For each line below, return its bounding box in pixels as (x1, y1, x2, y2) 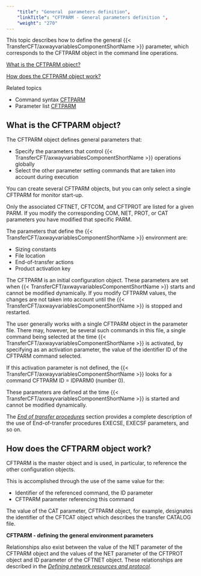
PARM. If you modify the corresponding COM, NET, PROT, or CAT (6, 209, 169, 217)
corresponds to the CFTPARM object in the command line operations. (6, 49, 179, 57)
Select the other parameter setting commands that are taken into (14, 167, 176, 174)
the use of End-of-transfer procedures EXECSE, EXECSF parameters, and (6, 420, 189, 427)
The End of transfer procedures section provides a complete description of (6, 413, 193, 420)
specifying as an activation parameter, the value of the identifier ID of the (6, 346, 188, 353)
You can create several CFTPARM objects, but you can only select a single (6, 185, 191, 192)
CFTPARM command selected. (6, 352, 82, 359)
